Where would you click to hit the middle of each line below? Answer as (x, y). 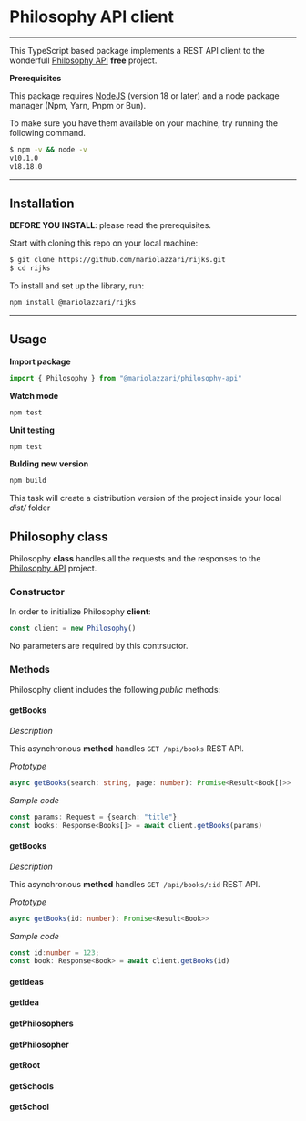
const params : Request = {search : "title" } (93, 817)
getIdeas (26, 981)
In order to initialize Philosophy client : (81, 612)
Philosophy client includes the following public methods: (115, 689)
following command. (48, 132)
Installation (42, 203)
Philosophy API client (92, 17)
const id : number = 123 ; (55, 953)
